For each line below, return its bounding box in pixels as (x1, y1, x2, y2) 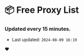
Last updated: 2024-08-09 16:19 (11, 37, 78, 43)
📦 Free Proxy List (4, 4, 79, 16)
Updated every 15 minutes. (4, 26, 71, 33)
